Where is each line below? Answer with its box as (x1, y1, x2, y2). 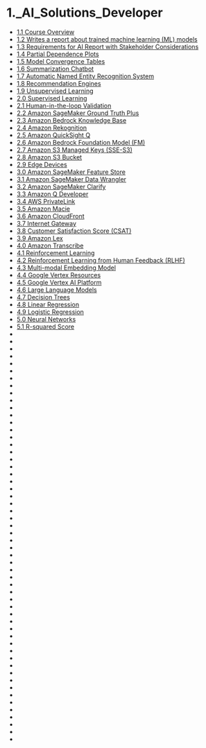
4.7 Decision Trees (16, 293, 71, 301)
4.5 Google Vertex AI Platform (16, 278, 102, 286)
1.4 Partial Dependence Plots (16, 50, 99, 58)
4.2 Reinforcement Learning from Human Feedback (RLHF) (16, 256, 185, 264)
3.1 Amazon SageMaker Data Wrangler (16, 175, 126, 183)
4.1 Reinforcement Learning (16, 248, 95, 257)
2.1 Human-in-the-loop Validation (16, 101, 112, 110)
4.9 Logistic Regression (16, 307, 85, 316)
